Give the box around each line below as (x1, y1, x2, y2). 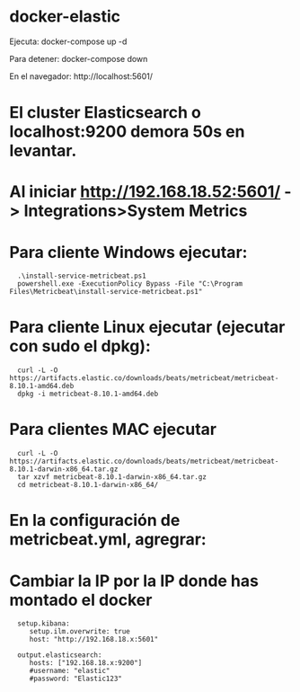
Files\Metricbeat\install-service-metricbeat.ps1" (9, 288, 203, 297)
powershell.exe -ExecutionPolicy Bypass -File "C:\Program (17, 279, 243, 288)
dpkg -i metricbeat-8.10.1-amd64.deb (17, 389, 159, 399)
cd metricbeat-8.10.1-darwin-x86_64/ (17, 481, 159, 490)
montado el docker (9, 590, 153, 610)
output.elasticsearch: (17, 651, 102, 660)
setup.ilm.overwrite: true (29, 627, 130, 636)
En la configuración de (9, 510, 181, 531)
